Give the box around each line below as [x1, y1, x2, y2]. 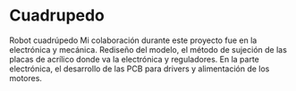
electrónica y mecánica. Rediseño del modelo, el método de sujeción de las [9, 44, 288, 54]
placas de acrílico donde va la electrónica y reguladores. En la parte [9, 54, 259, 64]
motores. [9, 72, 43, 83]
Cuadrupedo [9, 5, 106, 26]
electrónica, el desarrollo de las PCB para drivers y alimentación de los [9, 63, 270, 74]
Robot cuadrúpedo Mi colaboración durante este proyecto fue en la [9, 35, 258, 45]
